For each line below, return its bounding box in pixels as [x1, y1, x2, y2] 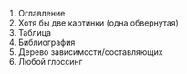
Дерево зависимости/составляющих [17, 47, 163, 58]
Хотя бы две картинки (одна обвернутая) [17, 17, 180, 28]
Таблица [17, 27, 52, 37]
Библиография [17, 37, 76, 48]
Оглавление [17, 8, 66, 18]
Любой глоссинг [17, 57, 83, 67]
